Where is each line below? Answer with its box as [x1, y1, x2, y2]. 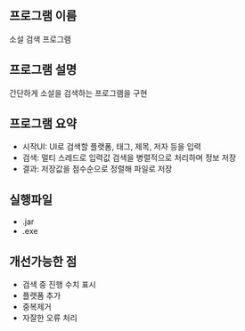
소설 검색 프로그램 [9, 34, 71, 44]
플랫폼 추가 [21, 290, 61, 301]
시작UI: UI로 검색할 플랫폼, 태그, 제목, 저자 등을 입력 [21, 141, 202, 152]
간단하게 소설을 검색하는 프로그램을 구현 [9, 87, 148, 98]
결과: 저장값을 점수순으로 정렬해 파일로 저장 [21, 164, 173, 174]
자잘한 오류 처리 [21, 312, 78, 323]
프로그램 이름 [9, 8, 78, 24]
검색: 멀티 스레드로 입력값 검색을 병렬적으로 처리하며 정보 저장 [21, 152, 237, 163]
